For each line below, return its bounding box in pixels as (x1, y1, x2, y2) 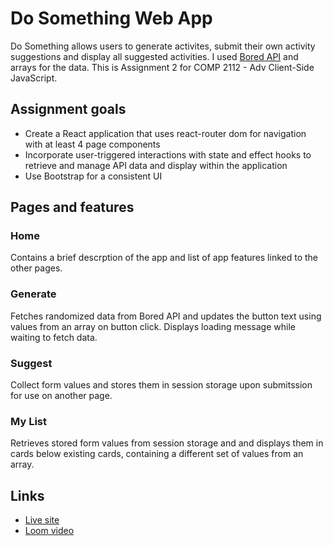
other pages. (10, 262, 63, 274)
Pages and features (10, 199, 135, 216)
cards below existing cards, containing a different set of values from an (10, 448, 304, 460)
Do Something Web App (10, 7, 213, 30)
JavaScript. (10, 72, 58, 84)
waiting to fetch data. (10, 331, 98, 343)
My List (10, 414, 47, 428)
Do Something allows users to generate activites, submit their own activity (10, 40, 316, 52)
